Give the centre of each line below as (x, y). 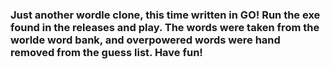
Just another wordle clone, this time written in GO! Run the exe (165, 15)
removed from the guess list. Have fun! (106, 52)
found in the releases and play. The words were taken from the (165, 27)
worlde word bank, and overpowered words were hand (145, 40)
